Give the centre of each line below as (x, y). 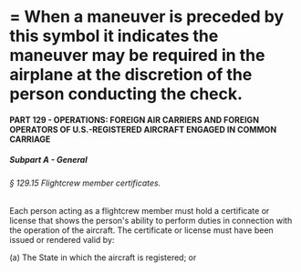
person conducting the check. (126, 94)
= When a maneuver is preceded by (147, 17)
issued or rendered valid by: (62, 240)
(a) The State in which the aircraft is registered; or (103, 257)
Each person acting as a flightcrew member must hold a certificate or (140, 211)
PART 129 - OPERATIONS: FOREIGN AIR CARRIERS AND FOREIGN (135, 119)
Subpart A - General (49, 160)
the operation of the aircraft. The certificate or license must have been (141, 230)
